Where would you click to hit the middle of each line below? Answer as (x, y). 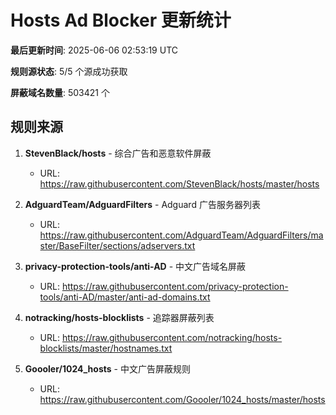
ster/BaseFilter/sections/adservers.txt (117, 245)
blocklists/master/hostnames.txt (106, 348)
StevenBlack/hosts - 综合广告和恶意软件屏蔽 (118, 153)
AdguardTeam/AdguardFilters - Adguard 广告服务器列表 (142, 204)
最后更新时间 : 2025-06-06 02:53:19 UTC (94, 50)
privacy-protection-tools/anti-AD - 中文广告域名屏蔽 (135, 266)
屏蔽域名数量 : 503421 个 (60, 92)
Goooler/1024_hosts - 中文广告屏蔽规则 (107, 368)
